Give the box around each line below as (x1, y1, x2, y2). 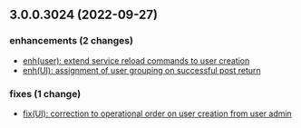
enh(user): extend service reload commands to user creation (22, 54, 250, 66)
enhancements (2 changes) (9, 34, 134, 47)
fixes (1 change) (9, 87, 82, 100)
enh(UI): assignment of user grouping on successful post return (22, 64, 261, 75)
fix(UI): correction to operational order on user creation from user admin (22, 108, 292, 119)
